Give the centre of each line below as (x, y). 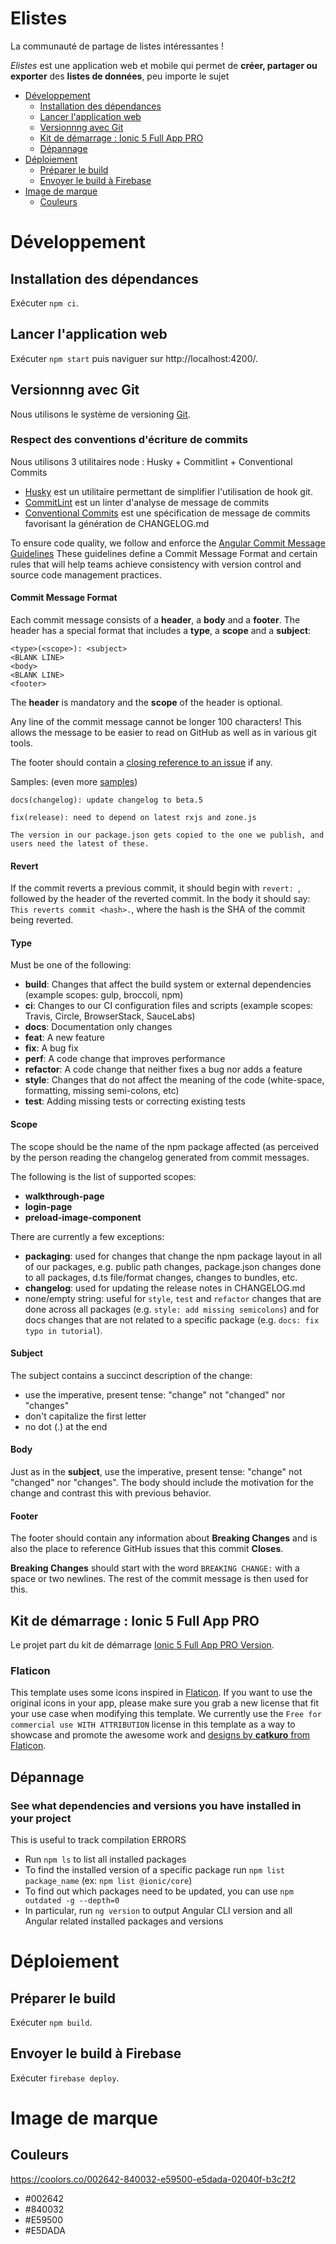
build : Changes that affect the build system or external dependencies (168, 984)
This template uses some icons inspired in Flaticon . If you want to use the (161, 1693)
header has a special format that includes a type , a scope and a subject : (161, 631)
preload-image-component (83, 1217)
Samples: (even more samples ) (74, 782)
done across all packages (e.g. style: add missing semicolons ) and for (172, 1309)
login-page (48, 1206)
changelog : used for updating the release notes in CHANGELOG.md (165, 1288)
